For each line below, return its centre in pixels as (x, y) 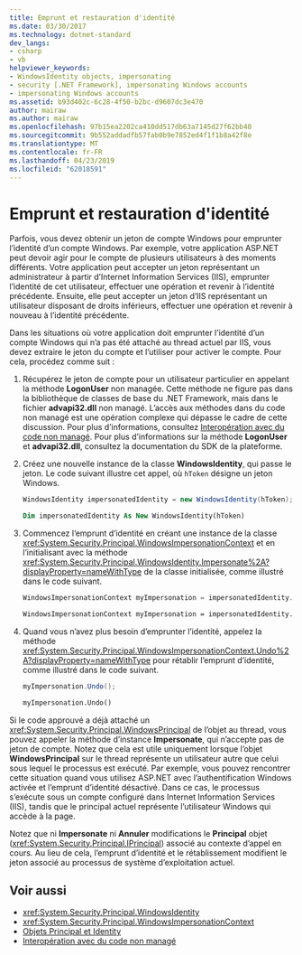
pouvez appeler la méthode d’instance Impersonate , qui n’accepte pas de (147, 739)
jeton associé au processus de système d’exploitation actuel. (123, 862)
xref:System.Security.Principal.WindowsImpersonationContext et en (149, 543)
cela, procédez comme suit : (62, 361)
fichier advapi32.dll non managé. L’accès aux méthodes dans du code (154, 408)
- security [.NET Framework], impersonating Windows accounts (128, 85)
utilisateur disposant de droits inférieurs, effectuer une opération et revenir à (151, 306)
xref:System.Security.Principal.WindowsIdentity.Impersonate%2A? (146, 562)
